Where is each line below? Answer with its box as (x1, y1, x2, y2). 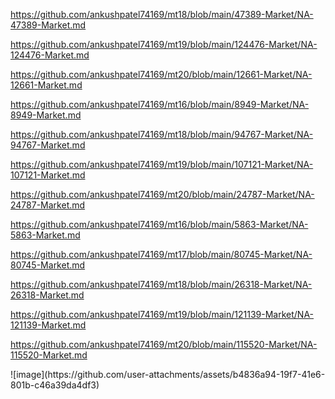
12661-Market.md (10, 79, 83, 91)
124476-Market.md (10, 49, 90, 61)
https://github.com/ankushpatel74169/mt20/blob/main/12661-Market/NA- (10, 69, 313, 80)
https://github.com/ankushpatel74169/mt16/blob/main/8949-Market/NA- (10, 99, 310, 110)
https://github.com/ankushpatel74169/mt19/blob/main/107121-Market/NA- (10, 159, 314, 170)
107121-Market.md (10, 169, 86, 181)
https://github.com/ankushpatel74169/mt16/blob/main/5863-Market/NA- (10, 219, 309, 230)
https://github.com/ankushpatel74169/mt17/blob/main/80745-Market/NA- (10, 249, 313, 260)
